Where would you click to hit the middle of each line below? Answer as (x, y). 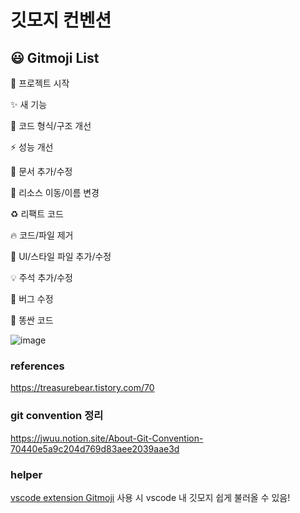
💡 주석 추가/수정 (41, 277)
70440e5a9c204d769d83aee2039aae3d (95, 448)
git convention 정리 (57, 416)
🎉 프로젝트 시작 (40, 83)
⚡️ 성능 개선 (32, 147)
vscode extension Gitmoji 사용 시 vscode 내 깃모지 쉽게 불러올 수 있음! (150, 497)
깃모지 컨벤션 (61, 20)
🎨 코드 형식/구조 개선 (51, 125)
